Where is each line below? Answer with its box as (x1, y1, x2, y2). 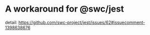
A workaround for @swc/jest (5, 3, 124, 15)
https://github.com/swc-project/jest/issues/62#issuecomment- (19, 19, 145, 25)
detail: (5, 19, 18, 25)
